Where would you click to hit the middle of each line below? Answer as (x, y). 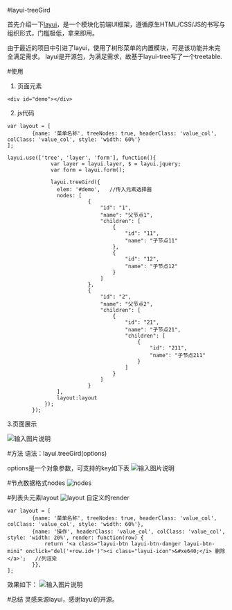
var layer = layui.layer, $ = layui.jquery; (116, 164)
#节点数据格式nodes (36, 483)
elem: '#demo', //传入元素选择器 (104, 190)
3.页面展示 (22, 424)
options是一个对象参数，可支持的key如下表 (69, 468)
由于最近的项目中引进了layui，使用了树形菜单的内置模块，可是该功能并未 (111, 48)
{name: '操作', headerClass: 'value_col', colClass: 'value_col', (129, 531)
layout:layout (77, 398)
